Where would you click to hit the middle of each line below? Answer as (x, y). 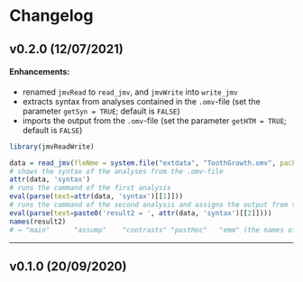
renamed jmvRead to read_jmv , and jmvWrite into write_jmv (130, 92)
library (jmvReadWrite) (52, 146)
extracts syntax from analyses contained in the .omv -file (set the (142, 101)
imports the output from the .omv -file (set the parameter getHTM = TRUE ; (154, 120)
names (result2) (38, 222)
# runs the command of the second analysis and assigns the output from (149, 205)
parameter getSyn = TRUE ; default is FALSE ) (101, 111)
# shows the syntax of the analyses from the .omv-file (116, 171)
